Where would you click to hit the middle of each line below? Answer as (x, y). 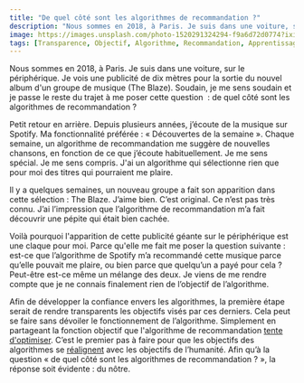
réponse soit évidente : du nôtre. (70, 369)
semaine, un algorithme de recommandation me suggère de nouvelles (140, 144)
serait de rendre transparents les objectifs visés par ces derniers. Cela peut (150, 312)
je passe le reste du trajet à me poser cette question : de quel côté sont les (150, 98)
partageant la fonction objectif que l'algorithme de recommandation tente (146, 331)
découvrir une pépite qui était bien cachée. (90, 219)
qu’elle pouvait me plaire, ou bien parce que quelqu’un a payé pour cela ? (146, 265)
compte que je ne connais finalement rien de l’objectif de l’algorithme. (139, 285)
